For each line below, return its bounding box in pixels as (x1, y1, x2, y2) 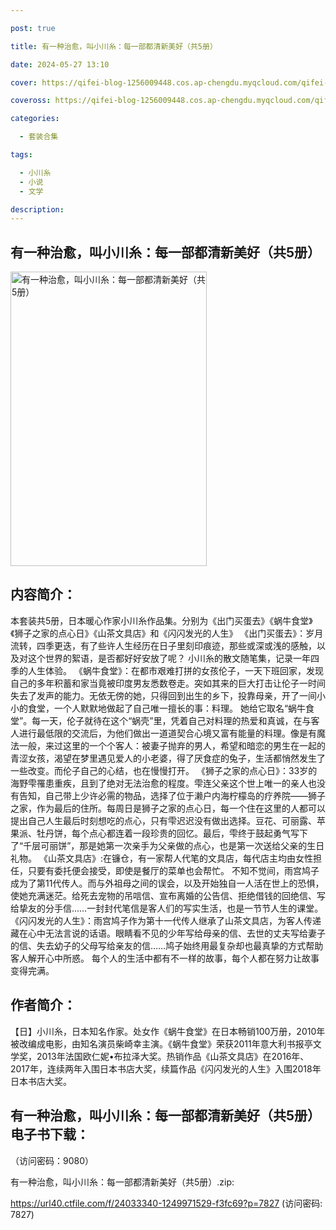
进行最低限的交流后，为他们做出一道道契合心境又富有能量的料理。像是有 (18, 727, 317, 739)
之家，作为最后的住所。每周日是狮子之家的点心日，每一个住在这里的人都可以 (10, 802, 326, 814)
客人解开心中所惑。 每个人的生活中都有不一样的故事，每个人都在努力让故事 (10, 952, 320, 964)
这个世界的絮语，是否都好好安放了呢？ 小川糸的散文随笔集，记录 (27, 652, 293, 664)
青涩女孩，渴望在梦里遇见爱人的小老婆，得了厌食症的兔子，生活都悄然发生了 (10, 752, 326, 764)
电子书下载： (10, 1126, 90, 1143)
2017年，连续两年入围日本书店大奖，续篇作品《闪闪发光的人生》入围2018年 (10, 1062, 322, 1075)
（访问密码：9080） (10, 1154, 95, 1166)
